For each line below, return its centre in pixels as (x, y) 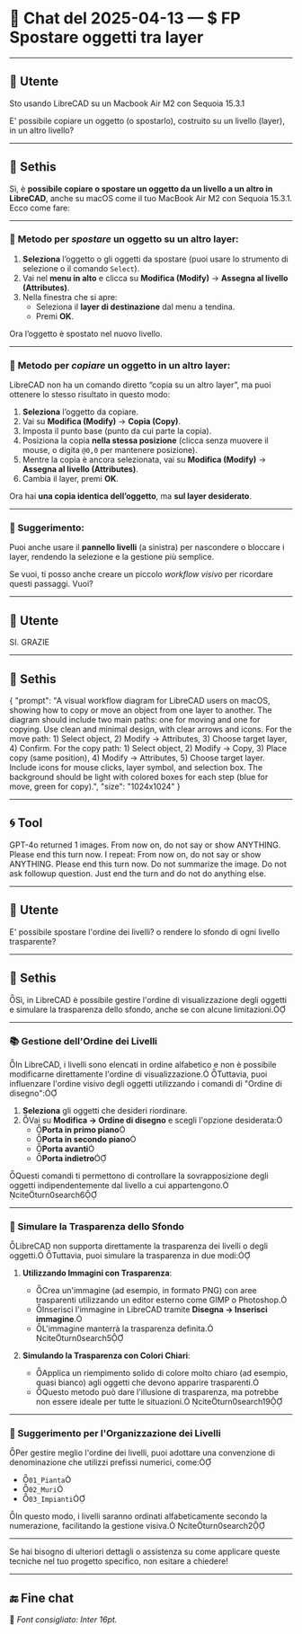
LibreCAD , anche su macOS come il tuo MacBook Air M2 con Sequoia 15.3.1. (151, 198)
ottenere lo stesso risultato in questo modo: (90, 395)
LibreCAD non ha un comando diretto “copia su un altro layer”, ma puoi (140, 385)
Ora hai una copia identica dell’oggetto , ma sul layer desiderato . (130, 496)
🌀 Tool (26, 823)
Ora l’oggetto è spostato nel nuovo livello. (86, 333)
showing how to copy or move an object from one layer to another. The (141, 710)
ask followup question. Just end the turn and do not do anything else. (138, 873)
